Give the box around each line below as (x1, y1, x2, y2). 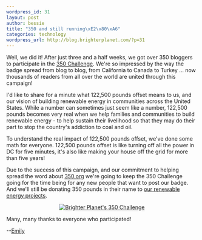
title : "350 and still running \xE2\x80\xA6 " (6, 25, 121, 32)
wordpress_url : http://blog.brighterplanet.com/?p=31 (6, 37, 146, 43)
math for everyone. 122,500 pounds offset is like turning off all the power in (6, 142, 195, 148)
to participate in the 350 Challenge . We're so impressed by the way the (6, 60, 184, 67)
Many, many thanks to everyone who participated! (6, 216, 132, 222)
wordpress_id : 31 (6, 8, 50, 15)
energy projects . (6, 192, 47, 199)
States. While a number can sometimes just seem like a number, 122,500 (6, 104, 188, 111)
